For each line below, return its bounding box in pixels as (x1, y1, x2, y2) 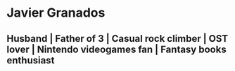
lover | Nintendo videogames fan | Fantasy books (6, 43, 227, 55)
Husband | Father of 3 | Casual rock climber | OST (6, 33, 229, 45)
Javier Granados (6, 5, 106, 21)
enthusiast (6, 54, 55, 66)
